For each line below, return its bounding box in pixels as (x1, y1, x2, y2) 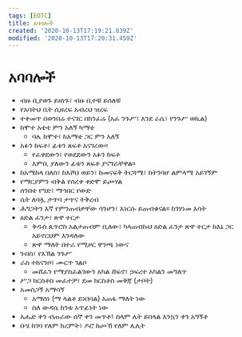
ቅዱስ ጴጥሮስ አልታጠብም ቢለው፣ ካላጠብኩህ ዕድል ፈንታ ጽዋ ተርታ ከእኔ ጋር (31, 222, 234, 231)
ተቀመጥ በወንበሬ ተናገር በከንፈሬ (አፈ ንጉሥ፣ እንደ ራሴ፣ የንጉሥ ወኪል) (19, 114, 208, 123)
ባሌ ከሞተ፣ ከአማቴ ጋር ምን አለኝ (31, 131, 120, 141)
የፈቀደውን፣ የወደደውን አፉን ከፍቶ (31, 150, 121, 159)
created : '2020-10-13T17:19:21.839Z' (8, 26, 134, 34)
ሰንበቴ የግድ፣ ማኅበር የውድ (19, 186, 92, 195)
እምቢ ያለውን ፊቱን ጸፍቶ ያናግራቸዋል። (31, 158, 136, 168)
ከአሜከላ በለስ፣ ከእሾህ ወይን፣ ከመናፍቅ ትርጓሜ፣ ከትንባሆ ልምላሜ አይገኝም (19, 167, 218, 177)
